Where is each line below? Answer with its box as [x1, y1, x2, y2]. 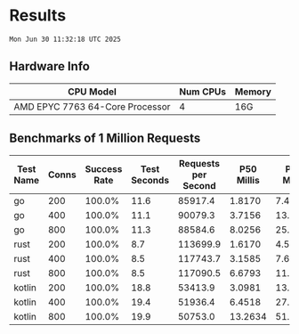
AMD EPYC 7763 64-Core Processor [13, 100, 171, 112]
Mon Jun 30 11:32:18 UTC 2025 [9, 35, 122, 44]
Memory [234, 86, 271, 98]
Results [9, 5, 67, 26]
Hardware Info [9, 59, 91, 74]
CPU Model [68, 86, 117, 98]
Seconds [130, 174, 170, 186]
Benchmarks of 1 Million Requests [9, 131, 201, 146]
